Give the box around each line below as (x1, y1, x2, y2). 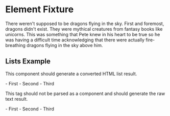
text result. (5, 96, 28, 102)
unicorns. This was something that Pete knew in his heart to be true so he (5, 31, 160, 37)
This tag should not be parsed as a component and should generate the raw (5, 90, 165, 97)
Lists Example (5, 57, 51, 66)
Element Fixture (5, 4, 74, 15)
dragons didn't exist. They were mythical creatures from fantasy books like (5, 26, 163, 32)
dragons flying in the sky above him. (26, 42, 103, 48)
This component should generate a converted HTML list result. (5, 71, 137, 77)
